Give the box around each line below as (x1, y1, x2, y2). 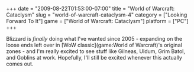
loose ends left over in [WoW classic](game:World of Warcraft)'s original (6, 41, 182, 48)
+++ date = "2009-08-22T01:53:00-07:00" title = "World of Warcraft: (6, 5, 175, 12)
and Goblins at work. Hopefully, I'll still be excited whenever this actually (6, 54, 182, 61)
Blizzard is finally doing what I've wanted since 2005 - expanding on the (6, 35, 182, 42)
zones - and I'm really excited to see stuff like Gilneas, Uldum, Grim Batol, (6, 48, 185, 55)
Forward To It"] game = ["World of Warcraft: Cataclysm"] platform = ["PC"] (6, 18, 189, 24)
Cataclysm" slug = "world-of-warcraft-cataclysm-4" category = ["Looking (6, 11, 187, 18)
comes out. (6, 60, 34, 67)
